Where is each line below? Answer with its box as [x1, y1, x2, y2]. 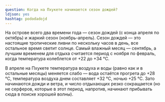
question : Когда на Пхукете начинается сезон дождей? [5, 7, 118, 12]
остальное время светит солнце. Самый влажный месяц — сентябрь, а [5, 45, 157, 51]
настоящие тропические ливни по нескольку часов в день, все [5, 40, 139, 46]
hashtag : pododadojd [5, 16, 48, 21]
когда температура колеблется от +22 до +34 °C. [5, 56, 110, 62]
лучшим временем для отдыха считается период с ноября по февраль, [5, 51, 156, 56]
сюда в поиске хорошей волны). [5, 91, 73, 97]
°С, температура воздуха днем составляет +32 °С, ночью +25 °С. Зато [5, 76, 155, 81]
